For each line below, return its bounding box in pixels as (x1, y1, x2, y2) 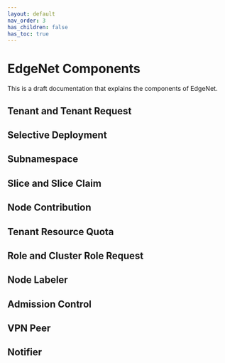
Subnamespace (7, 153, 79, 166)
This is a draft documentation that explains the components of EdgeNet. (7, 85, 218, 93)
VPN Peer (7, 323, 51, 335)
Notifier (7, 346, 43, 359)
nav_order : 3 (7, 17, 46, 24)
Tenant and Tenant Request (7, 104, 132, 117)
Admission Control (7, 298, 92, 310)
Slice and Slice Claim (7, 177, 101, 189)
